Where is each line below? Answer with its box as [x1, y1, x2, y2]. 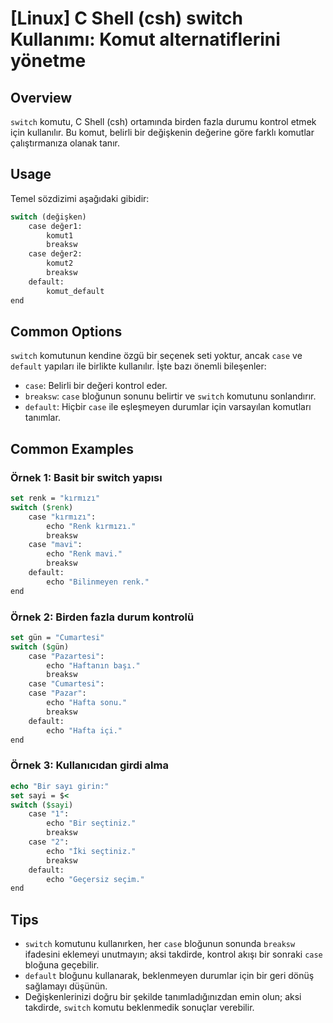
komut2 [46, 258, 74, 269]
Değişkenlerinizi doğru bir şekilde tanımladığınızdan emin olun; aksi [24, 991, 302, 1003]
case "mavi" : [28, 540, 83, 550]
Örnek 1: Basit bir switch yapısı [10, 470, 163, 484]
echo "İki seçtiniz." [46, 846, 137, 856]
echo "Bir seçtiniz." [46, 818, 137, 829]
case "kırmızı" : [28, 512, 97, 522]
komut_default [46, 286, 105, 296]
